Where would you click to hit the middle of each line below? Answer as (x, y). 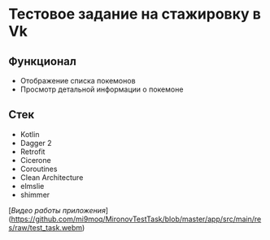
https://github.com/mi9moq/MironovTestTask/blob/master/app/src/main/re (136, 219)
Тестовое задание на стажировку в (135, 14)
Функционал (43, 61)
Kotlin (30, 134)
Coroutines (39, 169)
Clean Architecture (52, 177)
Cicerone (35, 160)
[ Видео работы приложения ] (58, 210)
